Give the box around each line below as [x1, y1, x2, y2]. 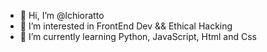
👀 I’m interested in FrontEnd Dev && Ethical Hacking [19, 20, 233, 32]
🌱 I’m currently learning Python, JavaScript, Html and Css [19, 31, 257, 42]
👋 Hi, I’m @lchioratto [19, 10, 105, 21]
